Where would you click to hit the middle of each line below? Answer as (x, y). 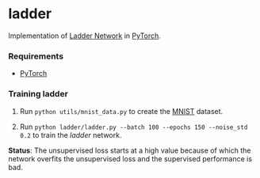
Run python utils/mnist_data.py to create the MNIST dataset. (121, 111)
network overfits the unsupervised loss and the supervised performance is (130, 158)
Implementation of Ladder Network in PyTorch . (84, 36)
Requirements (36, 56)
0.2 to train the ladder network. (71, 134)
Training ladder (38, 94)
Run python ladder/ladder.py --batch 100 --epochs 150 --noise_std (134, 127)
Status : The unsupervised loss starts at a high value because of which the (130, 150)
